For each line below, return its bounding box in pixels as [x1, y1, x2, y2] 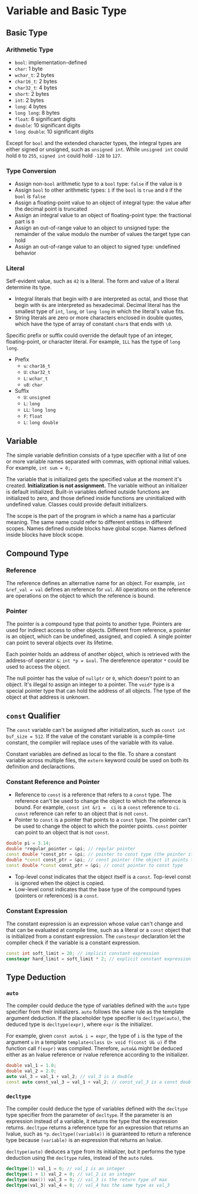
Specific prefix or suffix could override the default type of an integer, [6, 332, 173, 339]
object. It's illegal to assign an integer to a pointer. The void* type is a [6, 681, 175, 688]
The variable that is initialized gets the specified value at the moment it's [6, 476, 182, 483]
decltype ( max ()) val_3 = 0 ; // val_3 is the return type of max [6, 1177, 167, 1183]
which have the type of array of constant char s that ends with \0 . [14, 321, 173, 328]
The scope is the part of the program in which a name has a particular [6, 512, 176, 519]
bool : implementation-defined [14, 59, 87, 66]
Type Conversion [6, 167, 57, 175]
